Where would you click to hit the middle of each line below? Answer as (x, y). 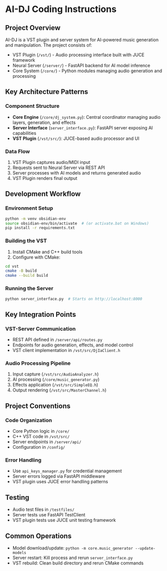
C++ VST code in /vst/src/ (41, 437)
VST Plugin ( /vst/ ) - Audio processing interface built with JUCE (78, 55)
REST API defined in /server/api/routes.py (57, 340)
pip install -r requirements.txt (40, 228)
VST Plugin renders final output (45, 178)
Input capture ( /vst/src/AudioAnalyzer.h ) (55, 374)
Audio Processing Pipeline (38, 363)
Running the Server (29, 288)
